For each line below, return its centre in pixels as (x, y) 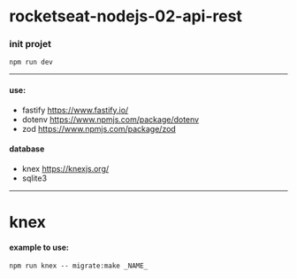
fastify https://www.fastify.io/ (75, 110)
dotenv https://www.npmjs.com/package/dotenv (110, 119)
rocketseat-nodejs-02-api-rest (126, 16)
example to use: (39, 247)
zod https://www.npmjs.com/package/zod (99, 128)
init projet (30, 44)
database (27, 149)
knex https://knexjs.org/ (65, 168)
